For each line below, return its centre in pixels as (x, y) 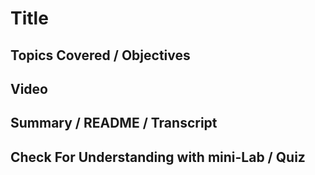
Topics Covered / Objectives (100, 55)
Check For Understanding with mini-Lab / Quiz (158, 157)
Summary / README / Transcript (114, 123)
